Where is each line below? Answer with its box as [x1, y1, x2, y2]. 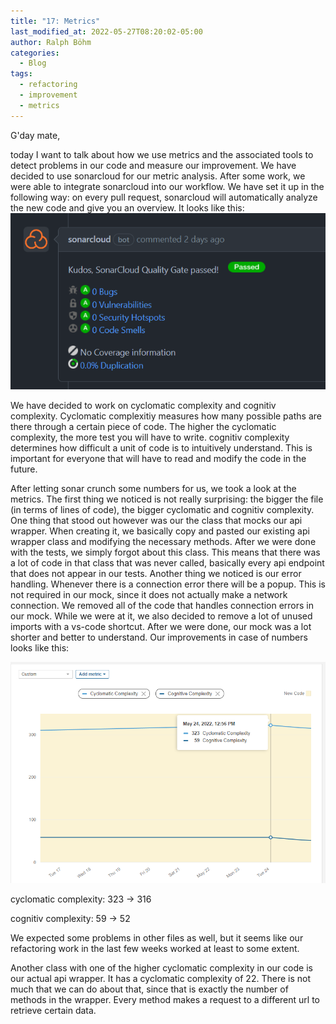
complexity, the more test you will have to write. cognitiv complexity [10, 431, 290, 443]
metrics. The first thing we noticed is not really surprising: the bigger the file [10, 493, 324, 505]
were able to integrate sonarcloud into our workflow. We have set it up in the [10, 180, 325, 192]
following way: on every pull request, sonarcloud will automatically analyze [10, 191, 318, 203]
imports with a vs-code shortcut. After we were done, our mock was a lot [10, 620, 312, 632]
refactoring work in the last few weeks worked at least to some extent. [10, 942, 300, 954]
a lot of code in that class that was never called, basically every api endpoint [10, 556, 325, 569]
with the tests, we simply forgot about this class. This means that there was [10, 546, 321, 558]
